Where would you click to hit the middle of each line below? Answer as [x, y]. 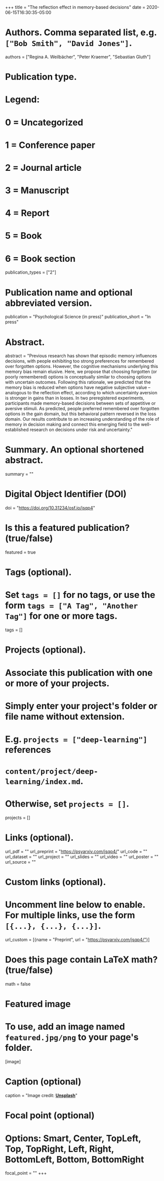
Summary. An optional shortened [75, 450]
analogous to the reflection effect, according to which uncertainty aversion [81, 393]
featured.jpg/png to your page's [72, 1037]
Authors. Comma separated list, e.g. [81, 33]
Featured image [38, 1004]
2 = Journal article [43, 168]
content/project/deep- [52, 772]
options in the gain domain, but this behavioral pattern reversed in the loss [81, 414]
